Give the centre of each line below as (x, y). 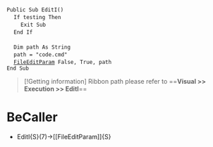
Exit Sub (33, 25)
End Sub (18, 68)
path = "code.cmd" (40, 55)
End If (23, 32)
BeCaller (32, 117)
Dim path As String (42, 47)
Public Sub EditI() (35, 10)
